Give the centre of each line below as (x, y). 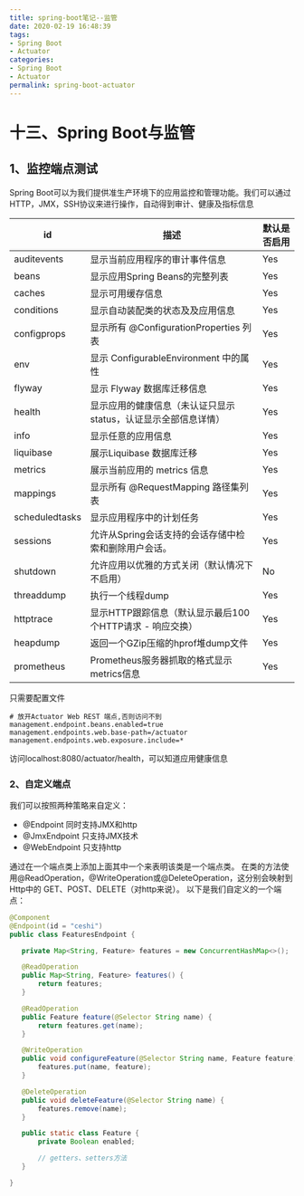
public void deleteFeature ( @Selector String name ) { (123, 1100)
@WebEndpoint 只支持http (72, 847)
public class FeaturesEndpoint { (72, 934)
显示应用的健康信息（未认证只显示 (162, 406)
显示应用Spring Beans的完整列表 (159, 276)
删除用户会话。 (140, 548)
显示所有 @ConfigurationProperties (165, 327)
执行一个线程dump (129, 596)
